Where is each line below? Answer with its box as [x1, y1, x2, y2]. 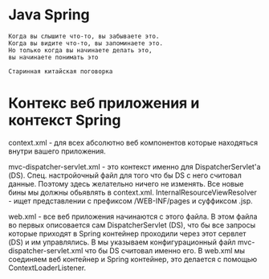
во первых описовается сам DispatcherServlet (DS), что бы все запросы [8, 220, 256, 230]
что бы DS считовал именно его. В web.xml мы [84, 245, 246, 255]
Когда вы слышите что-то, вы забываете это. [8, 32, 160, 40]
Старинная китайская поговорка [8, 67, 113, 76]
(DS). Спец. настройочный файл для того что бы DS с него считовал [8, 170, 243, 180]
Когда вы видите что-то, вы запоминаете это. [8, 39, 163, 47]
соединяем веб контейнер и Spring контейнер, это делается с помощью [8, 254, 258, 264]
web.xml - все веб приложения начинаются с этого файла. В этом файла [8, 211, 258, 221]
